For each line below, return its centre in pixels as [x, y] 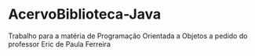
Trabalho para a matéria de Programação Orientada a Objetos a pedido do [128, 36]
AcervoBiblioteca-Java [85, 14]
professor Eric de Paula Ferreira [60, 44]
